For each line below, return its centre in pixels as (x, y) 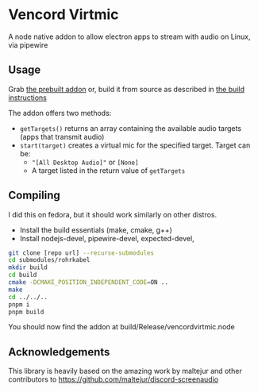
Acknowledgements (59, 352)
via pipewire (28, 44)
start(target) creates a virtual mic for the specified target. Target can (135, 145)
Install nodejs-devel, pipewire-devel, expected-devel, (107, 238)
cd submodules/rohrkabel (49, 260)
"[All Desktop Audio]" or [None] (85, 162)
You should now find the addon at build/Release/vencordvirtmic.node (122, 327)
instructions (28, 98)
